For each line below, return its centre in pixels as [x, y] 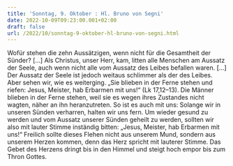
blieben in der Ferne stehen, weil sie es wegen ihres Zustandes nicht [106, 98]
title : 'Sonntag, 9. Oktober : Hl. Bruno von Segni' [85, 14]
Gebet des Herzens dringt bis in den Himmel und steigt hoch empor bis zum [116, 149]
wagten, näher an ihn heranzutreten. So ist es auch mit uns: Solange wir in [114, 105]
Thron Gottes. [27, 157]
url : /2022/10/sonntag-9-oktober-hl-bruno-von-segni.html [93, 33]
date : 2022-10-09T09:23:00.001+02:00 [62, 20]
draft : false [26, 27]
